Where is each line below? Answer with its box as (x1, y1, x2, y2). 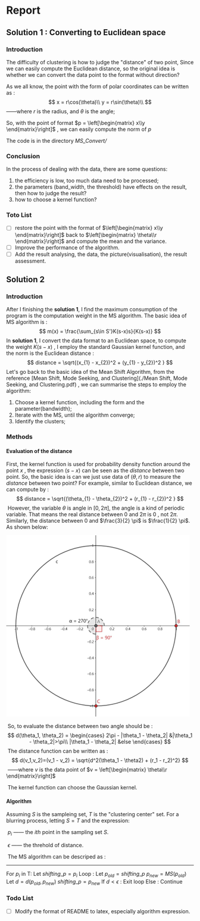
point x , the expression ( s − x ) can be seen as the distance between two (6, 467, 185, 474)
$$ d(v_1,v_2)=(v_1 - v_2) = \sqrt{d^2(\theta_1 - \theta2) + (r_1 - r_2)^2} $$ (11, 757, 189, 764)
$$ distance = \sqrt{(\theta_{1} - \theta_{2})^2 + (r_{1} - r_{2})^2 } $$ (16, 495, 184, 502)
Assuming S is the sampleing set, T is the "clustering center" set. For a (6, 811, 179, 818)
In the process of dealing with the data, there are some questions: (6, 166, 168, 173)
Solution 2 (6, 274, 45, 285)
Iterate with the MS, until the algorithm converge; (14, 411, 135, 419)
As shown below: (6, 523, 49, 530)
